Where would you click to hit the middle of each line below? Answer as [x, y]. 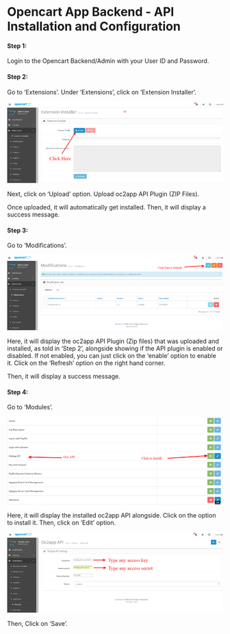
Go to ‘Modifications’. [37, 245]
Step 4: [18, 392]
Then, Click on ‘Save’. [37, 623]
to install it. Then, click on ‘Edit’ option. [62, 523]
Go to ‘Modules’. [30, 407]
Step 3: [18, 230]
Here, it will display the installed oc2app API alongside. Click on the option [112, 516]
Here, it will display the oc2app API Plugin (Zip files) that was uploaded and [113, 341]
